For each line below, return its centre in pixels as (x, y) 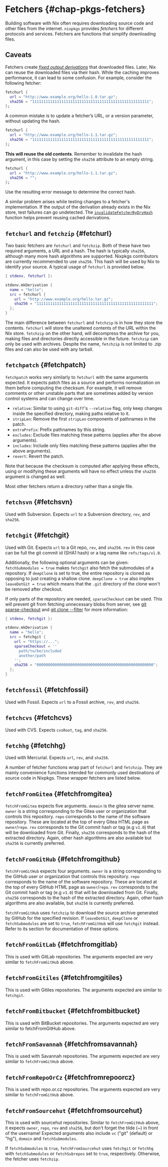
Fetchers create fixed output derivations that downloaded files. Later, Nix (81, 67)
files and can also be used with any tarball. (49, 349)
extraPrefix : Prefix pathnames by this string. (59, 429)
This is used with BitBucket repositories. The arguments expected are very (82, 1023)
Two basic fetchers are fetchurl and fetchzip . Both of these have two (78, 246)
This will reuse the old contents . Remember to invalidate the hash (74, 154)
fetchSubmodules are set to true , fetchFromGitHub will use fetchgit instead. (82, 924)
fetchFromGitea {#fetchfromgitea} (59, 794)
